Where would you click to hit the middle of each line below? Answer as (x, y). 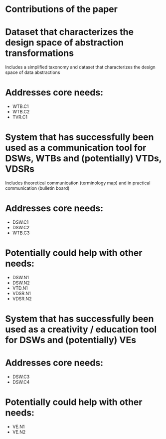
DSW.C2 (21, 227)
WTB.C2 (21, 112)
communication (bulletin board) (37, 188)
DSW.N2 (21, 283)
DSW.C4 (21, 382)
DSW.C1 (20, 222)
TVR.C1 (20, 117)
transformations (39, 53)
